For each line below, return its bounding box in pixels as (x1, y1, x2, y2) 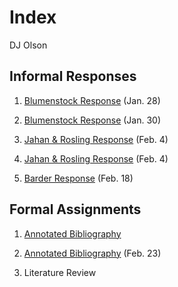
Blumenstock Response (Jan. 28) (23, 94, 161, 106)
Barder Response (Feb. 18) (23, 172, 134, 184)
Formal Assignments (9, 201, 142, 218)
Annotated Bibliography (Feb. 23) (23, 247, 162, 259)
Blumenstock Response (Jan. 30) (23, 114, 162, 126)
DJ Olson (9, 39, 48, 51)
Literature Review (23, 266, 97, 278)
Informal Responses (9, 68, 137, 85)
